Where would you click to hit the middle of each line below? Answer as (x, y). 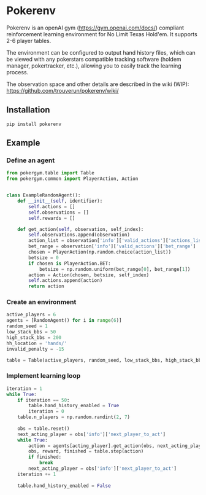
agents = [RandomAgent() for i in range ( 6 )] (64, 321)
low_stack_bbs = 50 (31, 332)
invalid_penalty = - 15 (35, 349)
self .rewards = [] (52, 218)
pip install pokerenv (34, 124)
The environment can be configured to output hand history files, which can (101, 52)
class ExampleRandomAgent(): (44, 195)
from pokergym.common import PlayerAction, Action (72, 179)
